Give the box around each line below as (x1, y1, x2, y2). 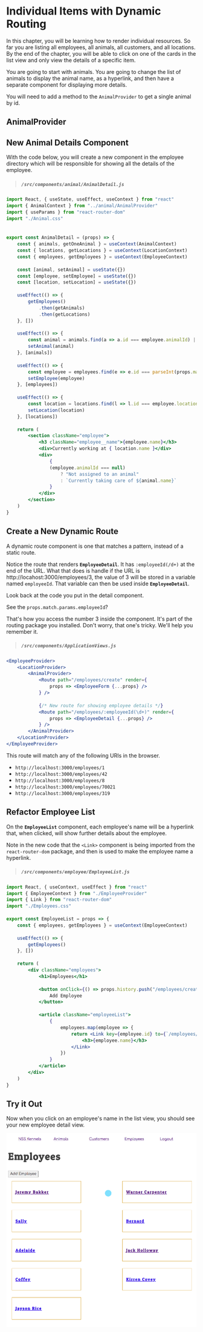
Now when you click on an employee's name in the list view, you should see (6, 1115, 195, 1122)
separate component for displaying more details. (6, 81, 127, 88)
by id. (6, 99, 21, 107)
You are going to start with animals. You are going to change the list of (6, 68, 181, 75)
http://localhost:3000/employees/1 (14, 765, 105, 771)
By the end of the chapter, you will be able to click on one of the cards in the (6, 50, 196, 57)
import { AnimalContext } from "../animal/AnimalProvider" (6, 202, 158, 208)
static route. (6, 548, 36, 556)
